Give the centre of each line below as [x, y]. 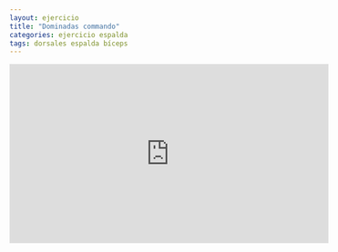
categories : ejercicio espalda [69, 35]
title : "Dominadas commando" [65, 26]
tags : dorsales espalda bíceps [69, 43]
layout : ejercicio [44, 18]
